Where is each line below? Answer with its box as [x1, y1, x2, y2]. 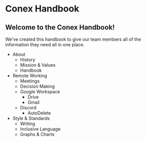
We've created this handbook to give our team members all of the [5, 36, 141, 42]
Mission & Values [20, 62, 56, 68]
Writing [20, 121, 35, 126]
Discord [20, 105, 37, 110]
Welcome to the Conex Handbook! [5, 23, 115, 32]
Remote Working [12, 73, 47, 78]
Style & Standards [12, 115, 50, 121]
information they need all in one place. [5, 42, 85, 48]
